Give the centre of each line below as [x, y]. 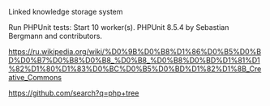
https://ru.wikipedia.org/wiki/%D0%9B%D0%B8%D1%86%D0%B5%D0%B [135, 51]
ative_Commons [35, 77]
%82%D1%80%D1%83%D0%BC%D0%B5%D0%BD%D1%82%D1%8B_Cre [135, 69]
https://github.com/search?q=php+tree [74, 93]
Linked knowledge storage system [66, 12]
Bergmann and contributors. [56, 36]
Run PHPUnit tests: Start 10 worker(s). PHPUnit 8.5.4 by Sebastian [119, 27]
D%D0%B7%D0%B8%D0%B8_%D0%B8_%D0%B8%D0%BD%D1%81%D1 [135, 60]
